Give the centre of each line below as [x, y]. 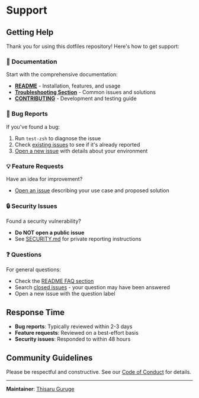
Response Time [36, 312]
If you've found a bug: [33, 127]
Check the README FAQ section [54, 281]
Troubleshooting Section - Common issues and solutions [85, 92]
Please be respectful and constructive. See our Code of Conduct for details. [99, 372]
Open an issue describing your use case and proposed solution [92, 190]
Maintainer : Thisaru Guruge [41, 389]
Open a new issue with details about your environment [81, 151]
